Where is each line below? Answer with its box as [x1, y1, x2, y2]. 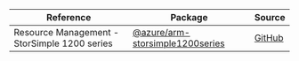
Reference [45, 11, 92, 23]
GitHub [254, 32, 284, 43]
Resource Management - [13, 27, 120, 38]
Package [170, 11, 208, 23]
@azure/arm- [132, 27, 190, 38]
